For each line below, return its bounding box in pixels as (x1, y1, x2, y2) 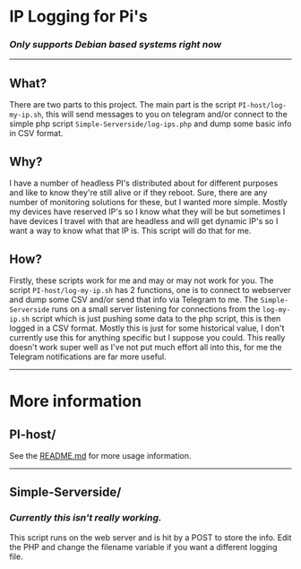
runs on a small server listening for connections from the (51, 303, 261, 315)
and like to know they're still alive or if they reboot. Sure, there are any (9, 187, 268, 198)
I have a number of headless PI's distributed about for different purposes (9, 177, 279, 189)
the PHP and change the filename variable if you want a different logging (9, 541, 278, 552)
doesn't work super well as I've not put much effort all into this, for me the (9, 341, 282, 352)
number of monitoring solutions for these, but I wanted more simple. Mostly (9, 197, 288, 208)
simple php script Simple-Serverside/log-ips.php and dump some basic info (9, 118, 292, 129)
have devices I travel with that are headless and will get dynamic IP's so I (9, 216, 279, 227)
